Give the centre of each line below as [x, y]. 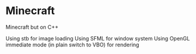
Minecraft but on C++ [32, 27]
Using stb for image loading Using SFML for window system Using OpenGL [98, 38]
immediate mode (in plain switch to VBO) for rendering [72, 45]
